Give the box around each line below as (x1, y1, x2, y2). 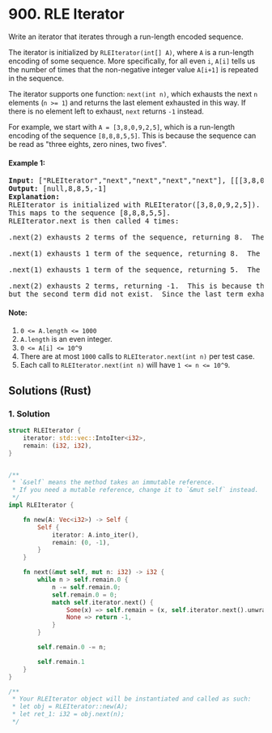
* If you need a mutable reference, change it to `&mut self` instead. (11, 486, 259, 494)
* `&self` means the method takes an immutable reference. (11, 478, 216, 487)
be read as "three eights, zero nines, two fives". (8, 139, 168, 149)
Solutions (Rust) (8, 383, 91, 398)
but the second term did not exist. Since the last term (8, 290, 244, 299)
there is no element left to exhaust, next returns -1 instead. (8, 106, 205, 116)
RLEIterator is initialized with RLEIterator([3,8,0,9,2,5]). (8, 200, 261, 209)
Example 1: (8, 157, 46, 167)
